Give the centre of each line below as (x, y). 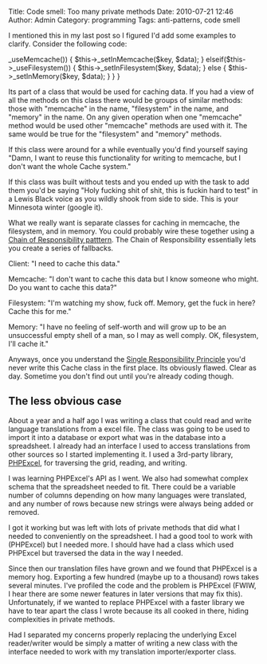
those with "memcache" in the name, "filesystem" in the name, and (118, 108)
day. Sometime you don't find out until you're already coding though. (121, 376)
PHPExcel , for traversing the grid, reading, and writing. (98, 462)
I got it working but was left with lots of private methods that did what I (124, 527)
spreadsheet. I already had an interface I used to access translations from (130, 446)
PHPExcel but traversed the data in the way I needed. (96, 552)
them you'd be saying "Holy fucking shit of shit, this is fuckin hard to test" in (133, 190)
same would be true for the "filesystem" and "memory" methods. (115, 134)
